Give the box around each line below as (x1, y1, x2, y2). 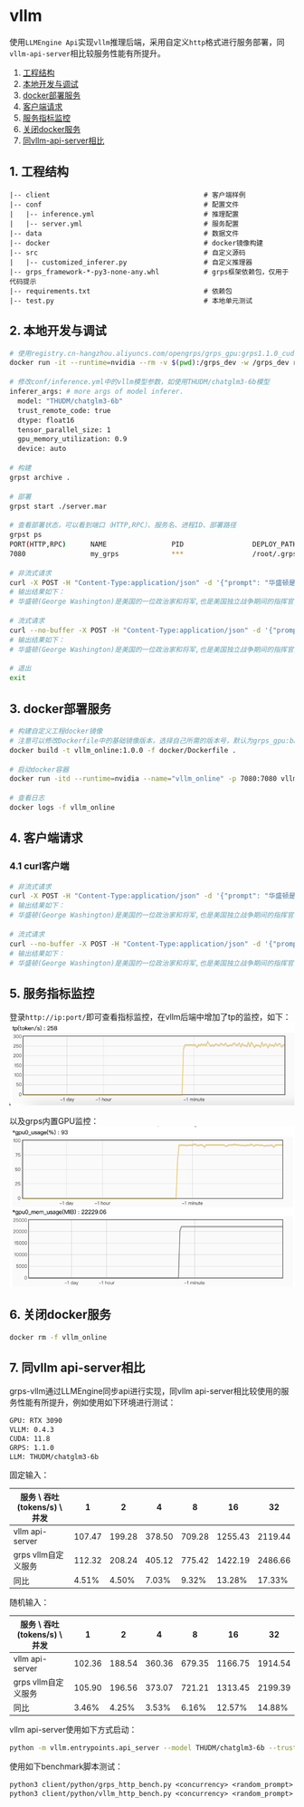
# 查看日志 (9, 793, 45, 803)
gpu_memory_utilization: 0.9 (17, 435, 128, 444)
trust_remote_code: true (17, 406, 111, 415)
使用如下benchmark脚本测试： (9, 1761, 124, 1772)
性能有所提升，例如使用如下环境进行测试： (16, 1397, 176, 1408)
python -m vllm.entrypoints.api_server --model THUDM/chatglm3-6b (9, 1743, 265, 1753)
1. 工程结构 (9, 164, 70, 179)
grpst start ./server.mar (9, 502, 107, 511)
